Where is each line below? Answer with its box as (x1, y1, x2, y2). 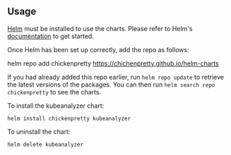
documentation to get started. (7, 32, 94, 40)
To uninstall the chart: (7, 127, 71, 136)
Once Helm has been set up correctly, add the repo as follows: (7, 45, 189, 54)
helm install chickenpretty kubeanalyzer (7, 115, 131, 122)
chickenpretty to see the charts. (7, 87, 101, 96)
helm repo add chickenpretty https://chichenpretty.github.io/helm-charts (7, 59, 219, 68)
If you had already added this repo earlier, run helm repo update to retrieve (7, 73, 225, 81)
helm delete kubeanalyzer (7, 141, 83, 148)
